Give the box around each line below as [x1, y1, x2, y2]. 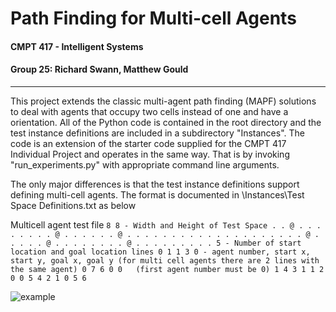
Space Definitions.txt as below [10, 199, 137, 211]
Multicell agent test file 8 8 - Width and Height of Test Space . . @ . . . [10, 218, 322, 231]
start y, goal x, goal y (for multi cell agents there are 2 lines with [10, 255, 320, 266]
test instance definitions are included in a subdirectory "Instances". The [10, 127, 305, 139]
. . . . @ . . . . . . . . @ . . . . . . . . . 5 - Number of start [10, 238, 302, 248]
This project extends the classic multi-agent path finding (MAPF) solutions [10, 95, 317, 107]
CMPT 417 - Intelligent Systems [10, 40, 144, 52]
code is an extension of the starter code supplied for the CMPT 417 [10, 137, 287, 149]
